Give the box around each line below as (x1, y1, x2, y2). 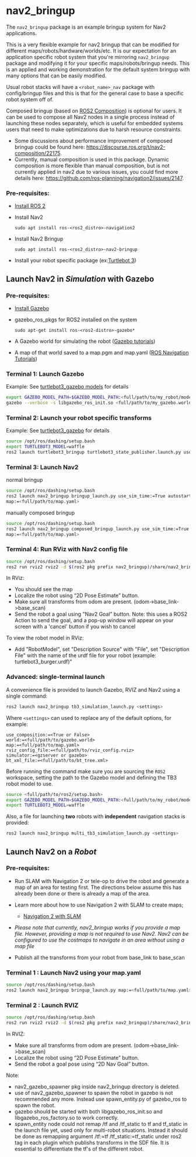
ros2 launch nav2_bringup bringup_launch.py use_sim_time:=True (6, 493, 166, 499)
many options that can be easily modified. (6, 72, 107, 79)
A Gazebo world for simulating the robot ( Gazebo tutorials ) (14, 338, 156, 345)
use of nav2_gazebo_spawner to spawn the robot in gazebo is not (14, 1089, 173, 1096)
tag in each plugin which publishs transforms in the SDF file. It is (14, 1139, 169, 1146)
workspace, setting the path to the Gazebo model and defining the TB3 (6, 774, 177, 781)
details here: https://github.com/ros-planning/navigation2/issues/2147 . (14, 174, 184, 181)
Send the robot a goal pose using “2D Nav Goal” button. (14, 1060, 149, 1067)
